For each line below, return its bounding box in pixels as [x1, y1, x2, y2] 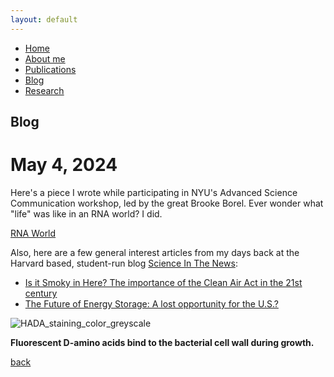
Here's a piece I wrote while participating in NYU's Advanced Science [10, 186, 298, 198]
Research [24, 84, 65, 96]
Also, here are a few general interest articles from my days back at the [10, 246, 300, 258]
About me [24, 52, 66, 65]
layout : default [10, 14, 78, 25]
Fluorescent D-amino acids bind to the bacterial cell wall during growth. [10, 336, 315, 348]
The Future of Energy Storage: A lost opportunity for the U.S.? [24, 297, 279, 310]
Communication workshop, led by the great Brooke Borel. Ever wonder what [10, 197, 324, 209]
